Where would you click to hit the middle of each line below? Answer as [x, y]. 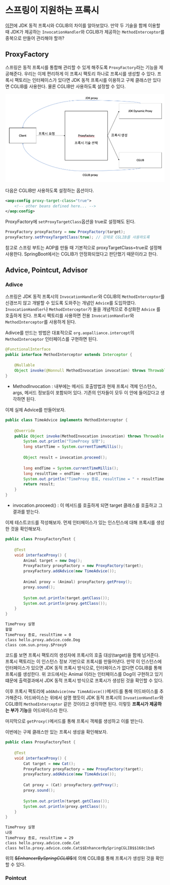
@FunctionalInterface [28, 349]
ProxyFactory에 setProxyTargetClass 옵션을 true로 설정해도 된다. [70, 222]
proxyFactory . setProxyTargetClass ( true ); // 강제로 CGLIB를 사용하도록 [78, 237]
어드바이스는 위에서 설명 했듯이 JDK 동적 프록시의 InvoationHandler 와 [94, 698]
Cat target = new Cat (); [50, 764]
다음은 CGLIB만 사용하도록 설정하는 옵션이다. [50, 190]
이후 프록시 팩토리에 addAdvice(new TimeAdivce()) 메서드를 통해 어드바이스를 [82, 692]
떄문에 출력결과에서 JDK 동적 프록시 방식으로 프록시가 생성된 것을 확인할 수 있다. [84, 680]
